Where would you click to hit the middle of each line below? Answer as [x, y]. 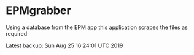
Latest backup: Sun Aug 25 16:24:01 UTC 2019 [64, 45]
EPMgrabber [38, 11]
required [17, 33]
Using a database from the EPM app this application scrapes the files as [97, 27]
